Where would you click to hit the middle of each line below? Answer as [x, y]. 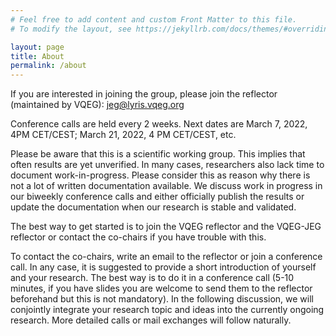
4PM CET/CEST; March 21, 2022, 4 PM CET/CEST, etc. [123, 135]
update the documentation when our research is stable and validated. [153, 207]
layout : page [37, 47]
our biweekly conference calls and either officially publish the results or [157, 197]
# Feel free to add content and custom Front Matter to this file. [154, 19]
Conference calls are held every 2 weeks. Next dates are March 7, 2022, [159, 124]
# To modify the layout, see [71, 29]
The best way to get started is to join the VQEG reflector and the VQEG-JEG [166, 227]
